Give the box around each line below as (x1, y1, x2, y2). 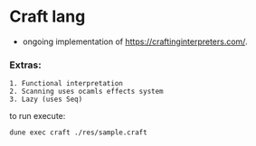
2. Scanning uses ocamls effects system (9, 87, 165, 96)
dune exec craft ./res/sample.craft (9, 128, 147, 137)
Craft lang (9, 6, 86, 27)
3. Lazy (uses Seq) (9, 95, 83, 105)
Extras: (9, 59, 43, 71)
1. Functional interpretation (9, 79, 124, 88)
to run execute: (9, 111, 66, 122)
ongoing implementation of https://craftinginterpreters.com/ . (22, 36, 248, 47)
